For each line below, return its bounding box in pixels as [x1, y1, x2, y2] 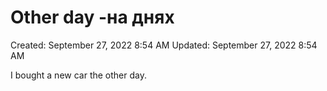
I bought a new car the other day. [10, 69, 147, 81]
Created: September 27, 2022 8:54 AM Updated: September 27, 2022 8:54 [10, 39, 318, 51]
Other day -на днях [10, 6, 175, 29]
